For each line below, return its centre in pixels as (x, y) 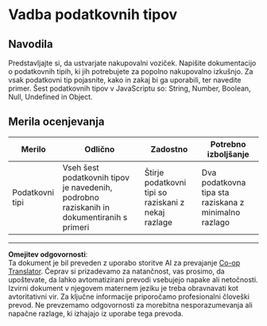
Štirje (154, 173)
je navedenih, (87, 187)
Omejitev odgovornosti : (48, 254)
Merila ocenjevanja (56, 122)
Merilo (33, 149)
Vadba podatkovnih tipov (93, 15)
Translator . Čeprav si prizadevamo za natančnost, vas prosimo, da (116, 271)
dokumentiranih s (95, 217)
